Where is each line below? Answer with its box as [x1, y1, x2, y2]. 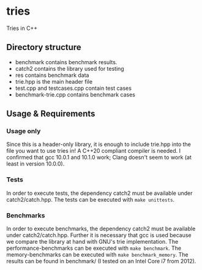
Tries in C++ [6, 24, 38, 32]
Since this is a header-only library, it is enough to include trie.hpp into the [6, 140, 191, 148]
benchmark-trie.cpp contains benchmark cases [15, 90, 136, 98]
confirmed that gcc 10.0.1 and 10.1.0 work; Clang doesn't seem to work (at [6, 154, 192, 161]
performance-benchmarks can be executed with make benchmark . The [6, 244, 182, 252]
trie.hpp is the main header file [15, 78, 93, 85]
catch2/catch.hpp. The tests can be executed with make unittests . [6, 195, 175, 203]
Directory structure [6, 42, 81, 53]
